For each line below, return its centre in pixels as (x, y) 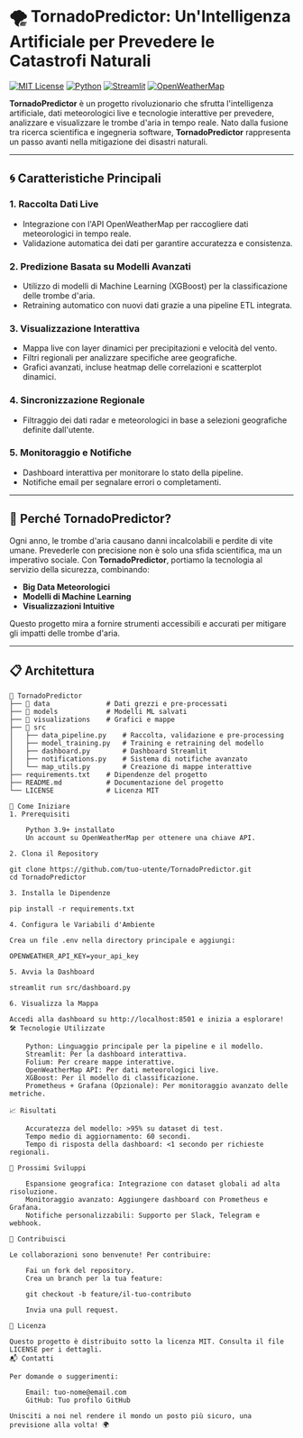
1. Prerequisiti (40, 815)
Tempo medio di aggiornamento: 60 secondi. (109, 1137)
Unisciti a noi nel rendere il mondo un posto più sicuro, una (131, 1416)
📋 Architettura (52, 671)
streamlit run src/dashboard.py (70, 988)
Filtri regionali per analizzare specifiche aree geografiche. (129, 358)
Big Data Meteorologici (66, 587)
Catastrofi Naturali (80, 61)
